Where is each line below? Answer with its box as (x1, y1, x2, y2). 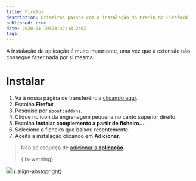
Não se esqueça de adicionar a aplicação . (20, 144, 125, 151)
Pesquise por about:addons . (14, 107, 83, 114)
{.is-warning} (20, 156, 54, 163)
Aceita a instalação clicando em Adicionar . (14, 133, 121, 140)
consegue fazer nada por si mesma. (6, 54, 95, 61)
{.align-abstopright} (13, 168, 63, 175)
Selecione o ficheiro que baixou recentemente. (14, 126, 130, 133)
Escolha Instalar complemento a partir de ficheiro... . (14, 120, 147, 127)
